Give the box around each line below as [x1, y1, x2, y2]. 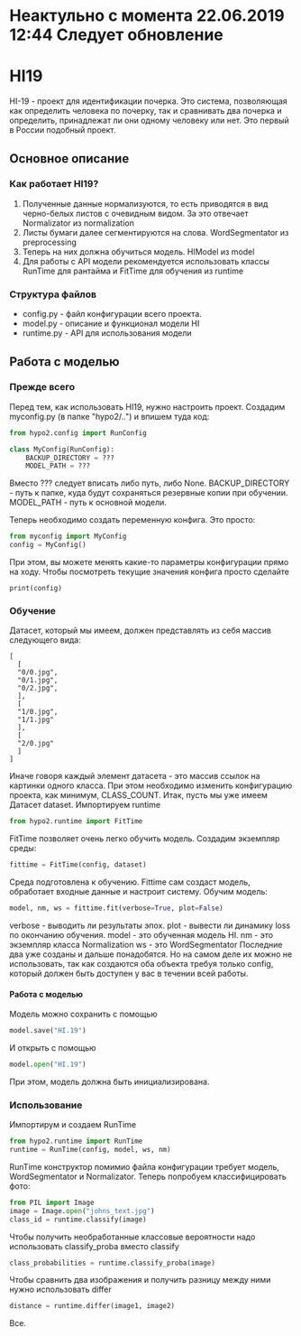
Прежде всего [9, 381, 76, 394]
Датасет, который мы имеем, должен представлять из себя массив [9, 625, 272, 636]
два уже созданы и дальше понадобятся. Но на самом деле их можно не [9, 949, 293, 960]
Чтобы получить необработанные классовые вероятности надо [9, 1231, 256, 1242]
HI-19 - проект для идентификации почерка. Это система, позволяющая [9, 96, 288, 107]
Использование [9, 1099, 83, 1111]
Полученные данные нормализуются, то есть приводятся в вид [22, 198, 269, 209]
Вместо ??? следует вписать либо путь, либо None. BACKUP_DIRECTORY [9, 478, 290, 488]
